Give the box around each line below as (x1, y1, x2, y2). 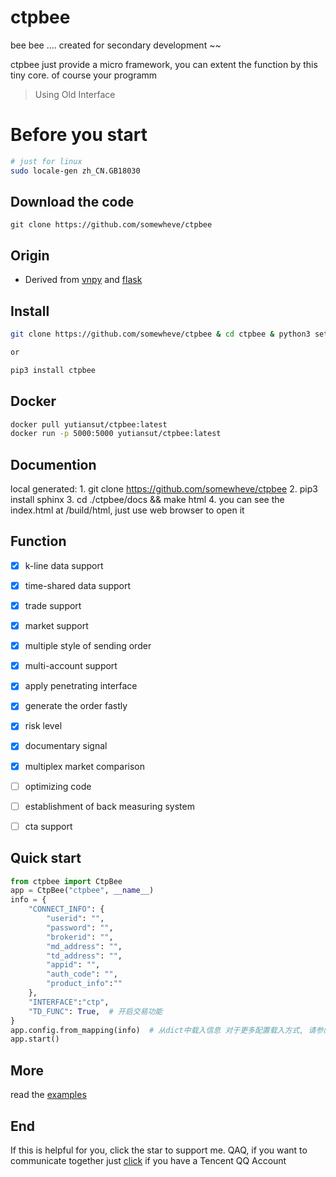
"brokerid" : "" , (46, 932, 114, 942)
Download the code (10, 194, 135, 211)
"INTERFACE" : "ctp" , (28, 997, 110, 1007)
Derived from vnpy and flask (24, 274, 143, 286)
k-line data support (24, 559, 104, 571)
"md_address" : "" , (46, 941, 123, 951)
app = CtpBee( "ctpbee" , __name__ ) (10, 886, 155, 896)
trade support (24, 600, 82, 611)
